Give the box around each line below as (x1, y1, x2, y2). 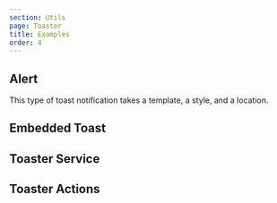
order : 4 (9, 38, 42, 47)
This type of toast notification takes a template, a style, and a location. (9, 95, 269, 106)
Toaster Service (9, 151, 100, 166)
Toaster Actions (9, 182, 100, 197)
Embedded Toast (9, 121, 106, 136)
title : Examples (9, 30, 70, 38)
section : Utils (9, 13, 66, 22)
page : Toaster (9, 21, 63, 30)
